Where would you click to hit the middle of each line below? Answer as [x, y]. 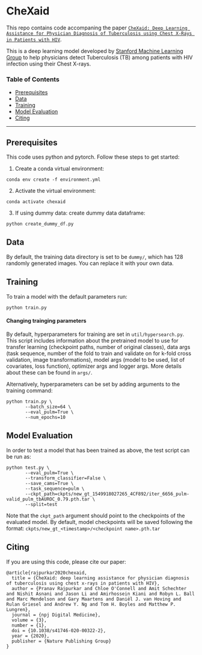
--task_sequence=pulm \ [55, 489]
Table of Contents [33, 79]
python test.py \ [28, 468]
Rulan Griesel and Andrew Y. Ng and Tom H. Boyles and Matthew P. [91, 604]
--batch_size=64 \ [48, 407]
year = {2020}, [31, 636]
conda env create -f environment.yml [54, 180]
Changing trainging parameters [46, 321]
